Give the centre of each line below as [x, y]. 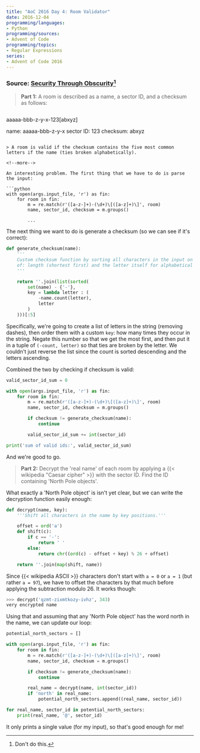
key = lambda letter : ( [58, 293]
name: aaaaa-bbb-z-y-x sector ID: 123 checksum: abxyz [75, 131]
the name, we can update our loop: [49, 623]
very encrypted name [32, 605]
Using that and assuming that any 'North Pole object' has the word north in [98, 617]
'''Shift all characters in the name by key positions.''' [92, 515]
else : [35, 548]
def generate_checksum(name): [44, 249]
